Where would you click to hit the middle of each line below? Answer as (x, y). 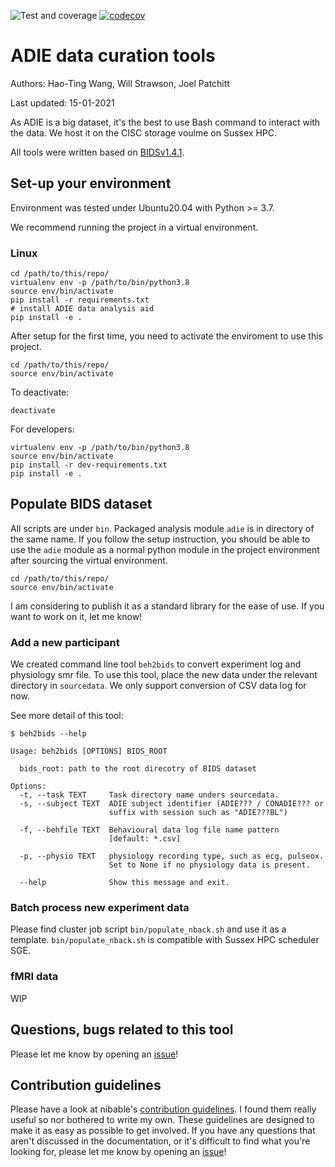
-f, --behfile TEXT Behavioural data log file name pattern (149, 830)
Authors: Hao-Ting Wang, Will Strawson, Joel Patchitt (120, 83)
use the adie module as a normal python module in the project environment (165, 549)
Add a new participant (65, 642)
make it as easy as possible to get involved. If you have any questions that (163, 1131)
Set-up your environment (91, 183)
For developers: (42, 429)
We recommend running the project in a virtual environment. (134, 227)
